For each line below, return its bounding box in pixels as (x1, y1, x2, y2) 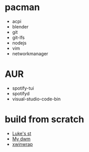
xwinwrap (12, 141, 33, 147)
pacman (5, 2, 40, 13)
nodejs (12, 40, 26, 46)
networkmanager (12, 50, 49, 57)
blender (12, 23, 29, 29)
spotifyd (12, 90, 30, 96)
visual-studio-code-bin (12, 96, 61, 102)
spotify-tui (12, 85, 34, 91)
